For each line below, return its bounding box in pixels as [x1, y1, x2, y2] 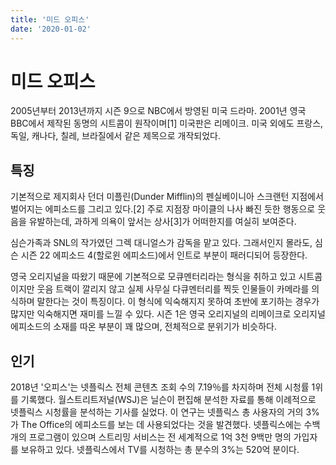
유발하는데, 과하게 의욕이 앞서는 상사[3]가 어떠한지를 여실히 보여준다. [28, 216, 297, 228]
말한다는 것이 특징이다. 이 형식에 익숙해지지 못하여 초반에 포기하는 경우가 [36, 296, 320, 308]
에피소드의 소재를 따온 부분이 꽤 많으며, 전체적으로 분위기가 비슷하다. [10, 321, 277, 333]
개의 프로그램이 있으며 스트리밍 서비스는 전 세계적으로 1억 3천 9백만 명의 [10, 431, 292, 443]
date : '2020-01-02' [10, 24, 92, 34]
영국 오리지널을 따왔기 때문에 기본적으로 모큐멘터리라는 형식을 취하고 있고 [10, 271, 297, 283]
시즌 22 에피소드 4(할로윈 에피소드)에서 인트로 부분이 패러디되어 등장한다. [20, 249, 308, 261]
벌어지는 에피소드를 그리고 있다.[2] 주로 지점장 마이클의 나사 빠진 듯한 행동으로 [10, 203, 316, 215]
